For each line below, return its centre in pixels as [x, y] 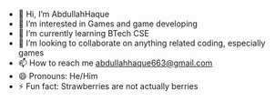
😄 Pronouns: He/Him [58, 76]
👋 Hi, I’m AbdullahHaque [64, 14]
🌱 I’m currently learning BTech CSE [84, 33]
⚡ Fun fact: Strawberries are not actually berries [108, 86]
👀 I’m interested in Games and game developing [108, 24]
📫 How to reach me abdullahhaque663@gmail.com [115, 63]
